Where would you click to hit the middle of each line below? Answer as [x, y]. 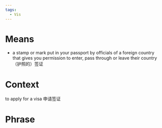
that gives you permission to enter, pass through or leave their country [84, 58]
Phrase [20, 119]
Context [22, 84]
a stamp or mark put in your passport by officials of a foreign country [83, 53]
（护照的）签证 [28, 64]
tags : [11, 10]
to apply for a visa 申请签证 [33, 99]
